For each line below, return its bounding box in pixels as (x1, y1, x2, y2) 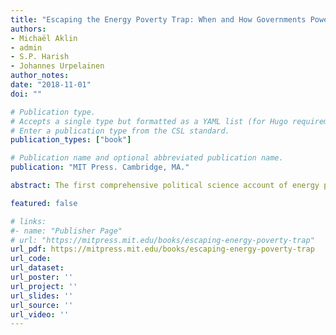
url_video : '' (10, 309, 70, 320)
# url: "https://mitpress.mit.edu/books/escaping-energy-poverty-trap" (10, 235, 315, 245)
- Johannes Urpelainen (10, 61, 105, 71)
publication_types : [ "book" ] (10, 135, 132, 145)
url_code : (10, 254, 52, 264)
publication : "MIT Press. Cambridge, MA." (10, 162, 190, 173)
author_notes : (10, 71, 70, 81)
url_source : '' (10, 300, 74, 310)
